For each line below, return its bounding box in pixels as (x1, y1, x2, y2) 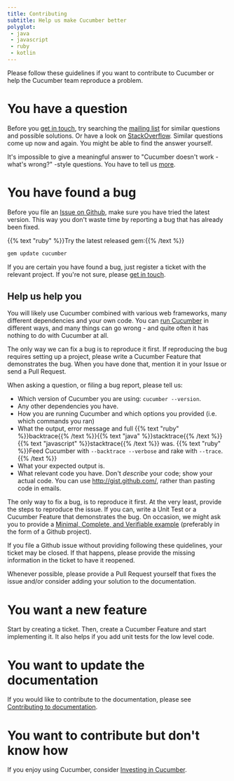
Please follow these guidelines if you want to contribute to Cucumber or (7, 68, 214, 77)
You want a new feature (7, 602, 147, 618)
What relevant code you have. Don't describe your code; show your (17, 469, 213, 478)
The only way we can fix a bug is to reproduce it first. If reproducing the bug (7, 345, 228, 353)
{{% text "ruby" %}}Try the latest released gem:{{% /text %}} (7, 236, 184, 244)
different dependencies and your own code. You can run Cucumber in (7, 317, 209, 325)
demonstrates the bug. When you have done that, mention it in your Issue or (7, 360, 227, 369)
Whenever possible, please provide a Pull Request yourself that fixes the (7, 570, 216, 578)
